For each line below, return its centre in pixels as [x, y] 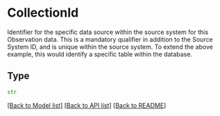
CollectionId [43, 13]
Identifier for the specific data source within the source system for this [108, 32]
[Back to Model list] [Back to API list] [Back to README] [87, 105]
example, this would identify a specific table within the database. [100, 54]
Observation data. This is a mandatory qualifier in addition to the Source [110, 39]
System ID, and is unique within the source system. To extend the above [110, 47]
